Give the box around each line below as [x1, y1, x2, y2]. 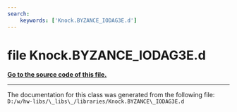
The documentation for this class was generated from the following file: [7, 91, 215, 99]
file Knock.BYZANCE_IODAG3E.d [7, 47, 206, 63]
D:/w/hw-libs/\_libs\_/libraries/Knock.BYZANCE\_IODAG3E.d [7, 98, 185, 106]
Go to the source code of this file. [7, 70, 107, 79]
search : [7, 10, 30, 18]
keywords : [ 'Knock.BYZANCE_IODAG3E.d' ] [20, 17, 138, 24]
